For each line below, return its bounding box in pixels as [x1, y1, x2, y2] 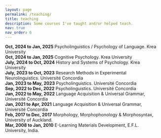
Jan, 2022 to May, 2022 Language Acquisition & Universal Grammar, [5, 91, 145, 97]
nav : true [5, 26, 26, 31]
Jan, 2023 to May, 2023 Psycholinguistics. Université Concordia [5, 80, 137, 86]
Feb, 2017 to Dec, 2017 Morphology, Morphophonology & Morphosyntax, [5, 112, 154, 117]
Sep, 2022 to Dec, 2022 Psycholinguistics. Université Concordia [5, 86, 136, 91]
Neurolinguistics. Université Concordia [5, 75, 84, 81]
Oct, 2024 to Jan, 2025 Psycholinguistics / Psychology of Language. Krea [5, 44, 157, 49]
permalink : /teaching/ [5, 12, 52, 17]
